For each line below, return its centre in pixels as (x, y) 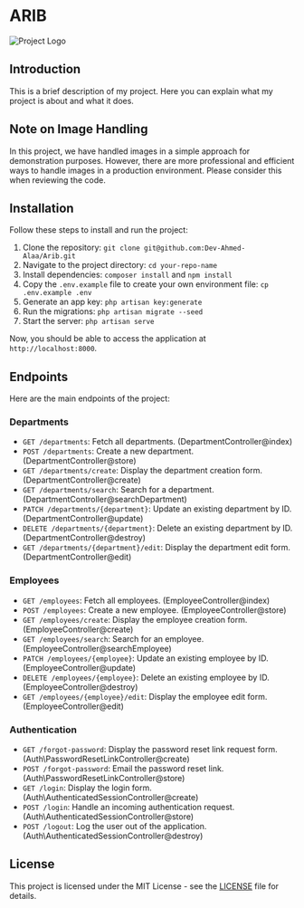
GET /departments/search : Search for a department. (118, 490)
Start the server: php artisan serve (88, 321)
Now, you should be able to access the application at (108, 339)
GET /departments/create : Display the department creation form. (142, 471)
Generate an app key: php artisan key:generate (112, 302)
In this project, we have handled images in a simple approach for (130, 151)
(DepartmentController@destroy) (84, 538)
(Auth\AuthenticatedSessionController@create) (110, 798)
